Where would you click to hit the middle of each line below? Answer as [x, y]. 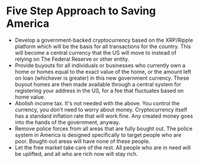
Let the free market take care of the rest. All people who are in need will [103, 148]
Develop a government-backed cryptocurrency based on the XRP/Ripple [104, 40]
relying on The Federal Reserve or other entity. [72, 59]
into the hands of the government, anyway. [67, 122]
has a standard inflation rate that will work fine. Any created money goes [104, 116]
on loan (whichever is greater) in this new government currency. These [102, 78]
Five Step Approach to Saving [81, 11]
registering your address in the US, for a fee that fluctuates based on [99, 90]
